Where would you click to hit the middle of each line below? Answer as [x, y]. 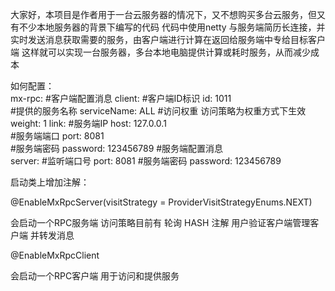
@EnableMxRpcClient [55, 255]
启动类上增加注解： [50, 182]
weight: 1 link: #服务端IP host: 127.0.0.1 [88, 123]
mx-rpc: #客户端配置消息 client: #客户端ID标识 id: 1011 [121, 98]
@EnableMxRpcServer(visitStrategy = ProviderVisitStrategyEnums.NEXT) [161, 202]
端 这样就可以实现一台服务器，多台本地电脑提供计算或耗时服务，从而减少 [160, 52]
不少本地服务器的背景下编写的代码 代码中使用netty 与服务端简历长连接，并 [172, 27]
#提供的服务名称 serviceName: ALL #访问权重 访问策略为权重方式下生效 [158, 111]
